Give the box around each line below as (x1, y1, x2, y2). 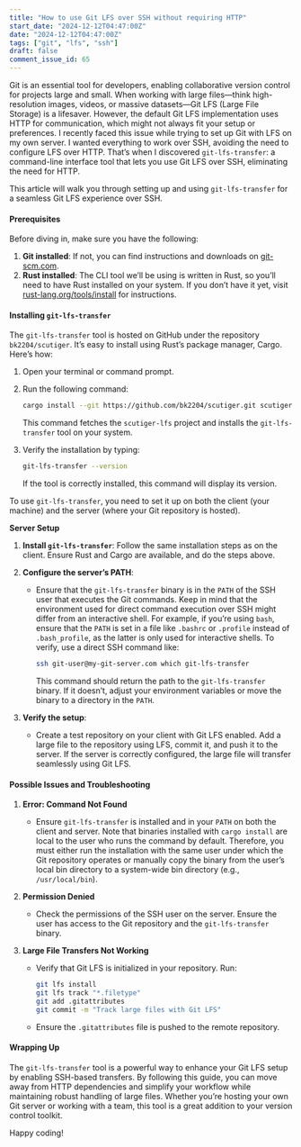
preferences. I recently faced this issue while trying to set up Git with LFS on (9, 128, 292, 138)
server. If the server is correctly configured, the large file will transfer (35, 749, 292, 760)
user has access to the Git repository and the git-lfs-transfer (35, 918, 270, 929)
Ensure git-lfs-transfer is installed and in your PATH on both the (35, 817, 277, 827)
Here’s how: (9, 348, 54, 360)
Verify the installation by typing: (22, 445, 141, 456)
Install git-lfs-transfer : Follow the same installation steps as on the (22, 540, 279, 551)
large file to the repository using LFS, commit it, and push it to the (35, 739, 279, 750)
